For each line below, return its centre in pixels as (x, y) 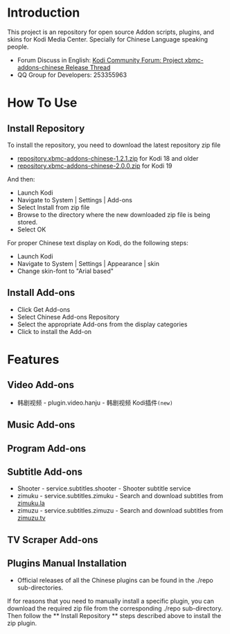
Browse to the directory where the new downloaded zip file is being (114, 214)
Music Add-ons (41, 425)
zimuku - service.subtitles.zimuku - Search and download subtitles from (120, 496)
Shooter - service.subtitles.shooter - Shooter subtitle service (104, 488)
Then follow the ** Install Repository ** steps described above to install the (114, 615)
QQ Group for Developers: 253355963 (72, 75)
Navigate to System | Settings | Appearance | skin (88, 263)
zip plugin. (22, 623)
